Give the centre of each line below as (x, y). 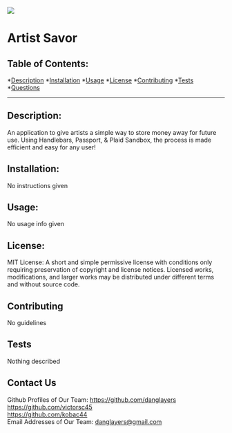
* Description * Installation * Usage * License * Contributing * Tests (100, 80)
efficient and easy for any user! (51, 147)
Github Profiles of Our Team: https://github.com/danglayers (92, 399)
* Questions (23, 87)
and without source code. (43, 284)
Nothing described (34, 361)
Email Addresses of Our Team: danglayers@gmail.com (85, 421)
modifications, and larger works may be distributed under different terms (111, 277)
